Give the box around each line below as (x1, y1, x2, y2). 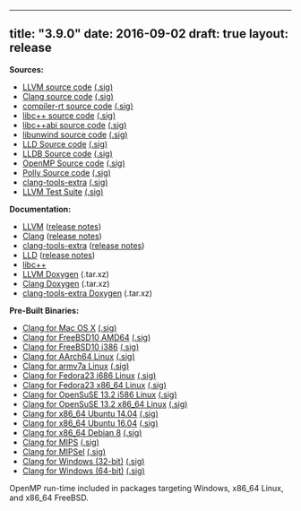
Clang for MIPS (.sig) (21, 437, 100, 447)
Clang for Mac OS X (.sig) (21, 322, 117, 333)
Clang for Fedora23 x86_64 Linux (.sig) (21, 379, 168, 390)
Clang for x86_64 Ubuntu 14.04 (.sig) (21, 408, 159, 419)
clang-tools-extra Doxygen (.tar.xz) (21, 288, 153, 299)
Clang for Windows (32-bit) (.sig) (21, 455, 145, 466)
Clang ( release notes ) (21, 230, 103, 241)
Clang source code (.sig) (21, 91, 114, 101)
